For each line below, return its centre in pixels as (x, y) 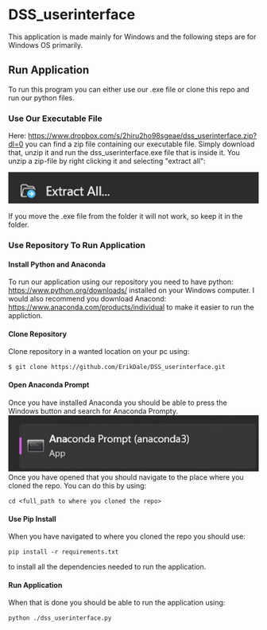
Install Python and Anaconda (57, 264)
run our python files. (42, 98)
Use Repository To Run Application (77, 246)
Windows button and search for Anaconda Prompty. (93, 410)
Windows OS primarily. (46, 45)
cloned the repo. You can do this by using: (77, 486)
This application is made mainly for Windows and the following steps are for (132, 37)
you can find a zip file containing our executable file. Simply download (140, 144)
